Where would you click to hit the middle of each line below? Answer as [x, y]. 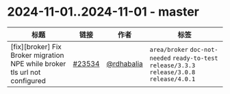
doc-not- [204, 49]
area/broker [169, 49]
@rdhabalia [124, 63]
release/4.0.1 [172, 79]
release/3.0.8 [172, 72]
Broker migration [37, 55]
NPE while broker [38, 63]
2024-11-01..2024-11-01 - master [103, 12]
